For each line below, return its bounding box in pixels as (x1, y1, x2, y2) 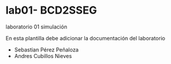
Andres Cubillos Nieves (14, 52, 72, 59)
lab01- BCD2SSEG (5, 4, 97, 17)
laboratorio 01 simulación (5, 23, 68, 30)
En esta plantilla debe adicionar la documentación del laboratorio (5, 34, 166, 41)
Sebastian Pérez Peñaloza (14, 46, 79, 53)
